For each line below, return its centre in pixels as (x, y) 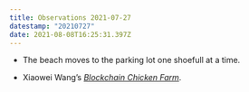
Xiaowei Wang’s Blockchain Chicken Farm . (102, 78)
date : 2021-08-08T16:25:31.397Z (70, 34)
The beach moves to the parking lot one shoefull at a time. (131, 60)
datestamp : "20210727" (52, 26)
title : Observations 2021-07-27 (70, 18)
